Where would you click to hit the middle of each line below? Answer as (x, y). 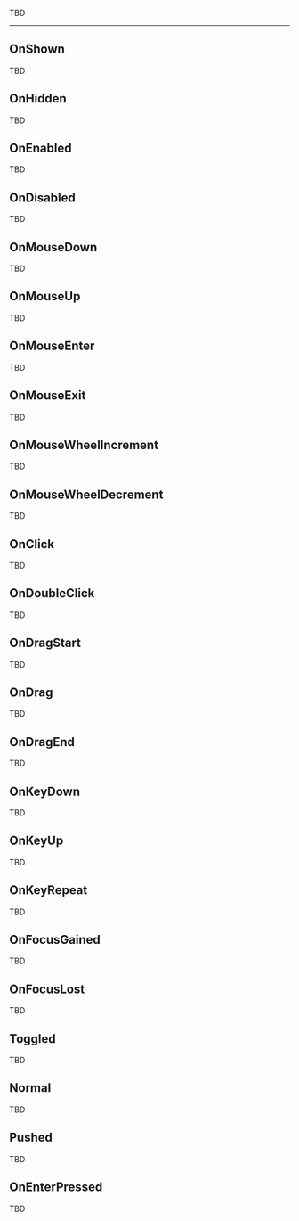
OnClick (32, 544)
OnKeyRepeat (48, 890)
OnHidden (38, 98)
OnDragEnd (42, 742)
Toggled (32, 1039)
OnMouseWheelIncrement (84, 445)
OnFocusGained (55, 940)
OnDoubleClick (52, 593)
